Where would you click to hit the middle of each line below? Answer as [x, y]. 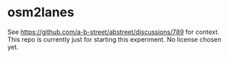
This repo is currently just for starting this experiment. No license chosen [114, 39]
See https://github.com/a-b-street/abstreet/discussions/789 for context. [113, 32]
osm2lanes [41, 12]
